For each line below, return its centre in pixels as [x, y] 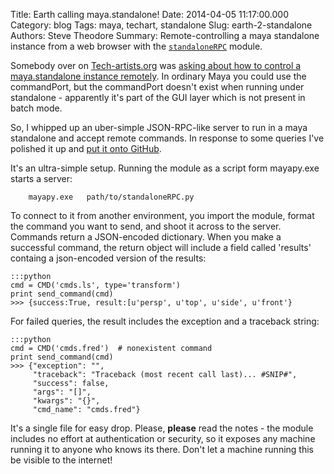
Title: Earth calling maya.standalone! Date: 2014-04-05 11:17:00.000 [150, 14]
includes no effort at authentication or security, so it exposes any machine [163, 438]
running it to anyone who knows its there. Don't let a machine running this [162, 449]
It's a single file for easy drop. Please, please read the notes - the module [162, 428]
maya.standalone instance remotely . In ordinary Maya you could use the [158, 76]
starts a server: [41, 178]
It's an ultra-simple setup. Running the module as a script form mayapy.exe [165, 168]
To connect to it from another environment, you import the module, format [162, 215]
